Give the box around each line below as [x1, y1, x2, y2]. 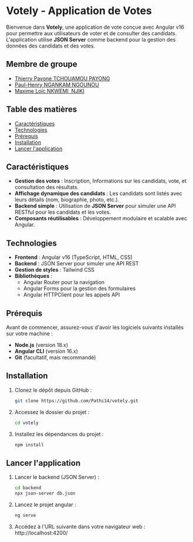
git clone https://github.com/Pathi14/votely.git [14, 398, 139, 403]
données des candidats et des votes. [6, 42, 96, 49]
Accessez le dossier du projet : [14, 408, 90, 415]
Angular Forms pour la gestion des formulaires [23, 285, 136, 292]
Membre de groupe [6, 59, 77, 69]
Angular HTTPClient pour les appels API [23, 291, 120, 298]
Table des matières [6, 105, 77, 115]
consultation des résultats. [14, 184, 79, 191]
